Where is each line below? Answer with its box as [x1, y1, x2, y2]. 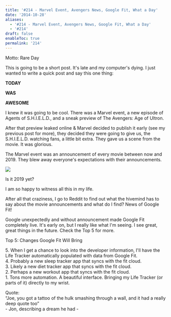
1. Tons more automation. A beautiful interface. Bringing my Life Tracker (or [5, 274, 163, 280]
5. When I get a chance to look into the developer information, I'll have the [5, 247, 160, 253]
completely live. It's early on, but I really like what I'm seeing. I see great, [5, 222, 158, 228]
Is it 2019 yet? [5, 176, 35, 182]
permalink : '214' [5, 41, 42, 46]
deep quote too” [5, 300, 40, 306]
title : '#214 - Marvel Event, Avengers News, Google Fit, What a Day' [5, 7, 158, 13]
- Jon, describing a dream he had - [5, 306, 79, 312]
